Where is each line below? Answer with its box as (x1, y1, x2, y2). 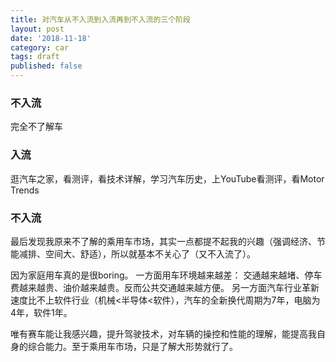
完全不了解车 (10, 121, 63, 133)
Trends (10, 184, 40, 196)
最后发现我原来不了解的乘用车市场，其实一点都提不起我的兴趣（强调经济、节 (10, 235, 326, 247)
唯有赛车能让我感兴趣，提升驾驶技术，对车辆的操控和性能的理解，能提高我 (10, 327, 317, 340)
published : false (10, 61, 83, 71)
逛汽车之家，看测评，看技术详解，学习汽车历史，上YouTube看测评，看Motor (10, 172, 325, 185)
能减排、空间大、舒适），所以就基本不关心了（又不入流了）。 (10, 247, 256, 260)
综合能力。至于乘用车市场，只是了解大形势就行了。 (27, 340, 238, 352)
